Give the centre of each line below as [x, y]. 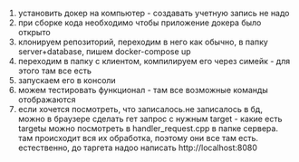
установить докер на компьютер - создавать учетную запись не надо [154, 13]
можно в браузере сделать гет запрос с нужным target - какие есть [150, 119]
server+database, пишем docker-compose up [105, 52]
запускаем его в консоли [67, 80]
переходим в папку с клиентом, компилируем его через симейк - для [154, 61]
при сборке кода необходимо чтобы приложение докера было [140, 23]
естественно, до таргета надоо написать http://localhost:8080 [138, 148]
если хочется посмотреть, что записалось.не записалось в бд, [140, 109]
